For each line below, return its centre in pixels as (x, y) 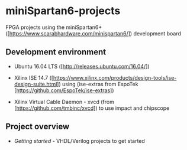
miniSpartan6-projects (63, 11)
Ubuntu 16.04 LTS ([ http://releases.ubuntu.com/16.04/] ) (82, 66)
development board (157, 33)
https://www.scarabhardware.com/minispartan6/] (70, 33)
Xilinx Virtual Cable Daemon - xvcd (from (64, 102)
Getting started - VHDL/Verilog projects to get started (80, 141)
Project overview (38, 127)
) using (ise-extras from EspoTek (98, 84)
